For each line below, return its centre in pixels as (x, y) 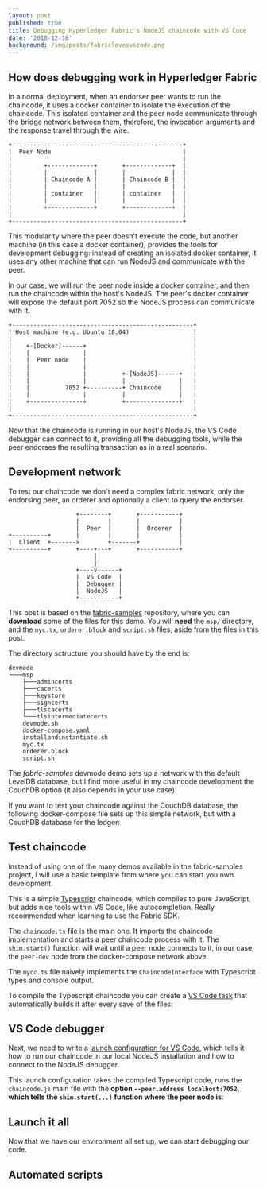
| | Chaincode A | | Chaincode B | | (97, 180)
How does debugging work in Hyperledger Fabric (133, 77)
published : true (35, 23)
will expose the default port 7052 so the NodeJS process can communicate (132, 302)
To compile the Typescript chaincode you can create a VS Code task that (128, 995)
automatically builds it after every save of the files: (91, 1004)
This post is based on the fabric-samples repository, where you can (119, 612)
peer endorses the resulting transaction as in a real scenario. (108, 447)
